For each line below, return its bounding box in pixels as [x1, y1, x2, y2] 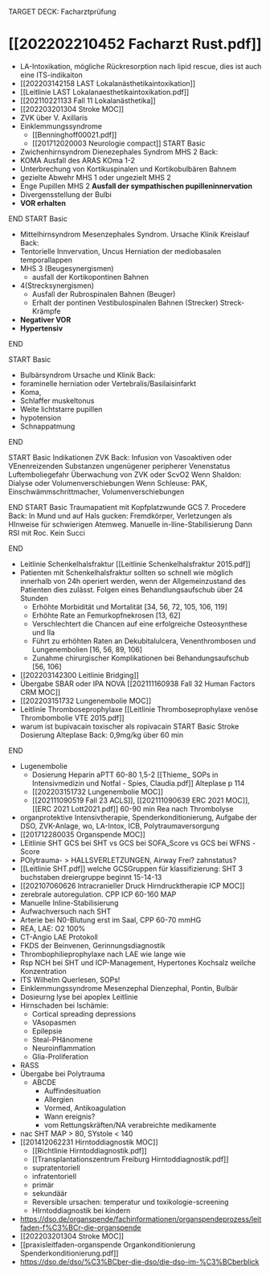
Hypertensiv [19, 323, 63, 333]
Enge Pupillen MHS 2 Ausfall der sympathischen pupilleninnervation [19, 181, 253, 191]
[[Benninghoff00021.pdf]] [31, 129, 117, 139]
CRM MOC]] [19, 687, 61, 697]
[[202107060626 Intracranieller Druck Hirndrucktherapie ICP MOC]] [19, 881, 245, 890]
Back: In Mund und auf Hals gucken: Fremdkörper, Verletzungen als [8, 511, 233, 520]
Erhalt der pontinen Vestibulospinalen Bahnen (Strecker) [31, 298, 219, 307]
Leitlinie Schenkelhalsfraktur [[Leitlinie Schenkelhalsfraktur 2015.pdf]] [19, 559, 251, 569]
